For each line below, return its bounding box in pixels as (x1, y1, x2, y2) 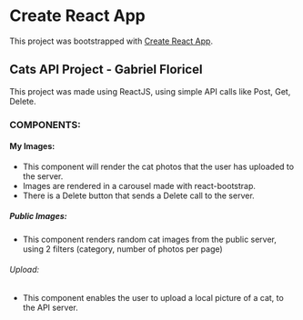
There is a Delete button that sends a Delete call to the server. (22, 190, 255, 201)
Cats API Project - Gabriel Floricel (9, 62, 203, 77)
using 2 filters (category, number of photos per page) (22, 243, 223, 255)
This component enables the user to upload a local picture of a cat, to (22, 293, 284, 304)
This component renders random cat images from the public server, (22, 234, 278, 245)
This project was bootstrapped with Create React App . (9, 35, 214, 46)
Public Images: (9, 211, 67, 222)
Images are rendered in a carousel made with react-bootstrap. (22, 180, 257, 191)
